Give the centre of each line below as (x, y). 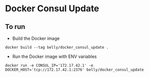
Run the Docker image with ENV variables (54, 56)
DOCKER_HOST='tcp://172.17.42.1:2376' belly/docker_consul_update (74, 70)
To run (15, 27)
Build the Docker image (36, 38)
